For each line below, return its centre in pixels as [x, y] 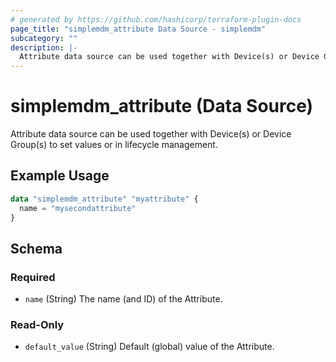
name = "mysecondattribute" [78, 208]
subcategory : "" [44, 38]
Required [33, 277]
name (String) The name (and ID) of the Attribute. [123, 299]
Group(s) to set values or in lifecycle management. [114, 145]
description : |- [44, 47]
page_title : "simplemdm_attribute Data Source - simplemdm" [138, 29]
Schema [36, 248]
